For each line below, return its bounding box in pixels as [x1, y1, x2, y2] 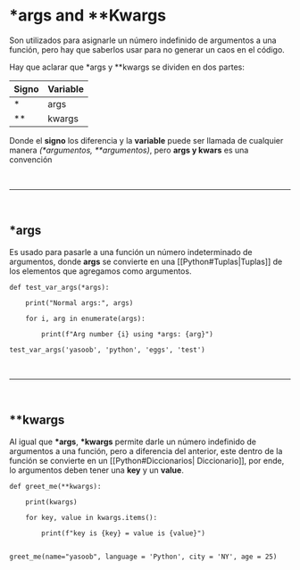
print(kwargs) [25, 497, 78, 507]
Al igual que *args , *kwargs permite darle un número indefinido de [9, 436, 257, 447]
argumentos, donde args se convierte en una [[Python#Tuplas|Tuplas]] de [9, 256, 283, 267]
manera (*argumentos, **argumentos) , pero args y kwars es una [9, 145, 249, 155]
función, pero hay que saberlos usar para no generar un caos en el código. [9, 44, 286, 54]
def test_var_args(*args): [9, 283, 110, 292]
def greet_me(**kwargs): [9, 482, 102, 491]
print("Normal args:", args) [25, 298, 134, 308]
